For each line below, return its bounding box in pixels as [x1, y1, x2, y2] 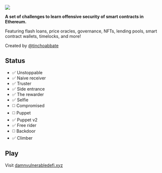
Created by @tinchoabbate [5, 43, 59, 48]
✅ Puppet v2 [12, 117, 38, 123]
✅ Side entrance [12, 86, 45, 92]
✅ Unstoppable [12, 69, 43, 75]
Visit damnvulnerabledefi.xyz [5, 162, 63, 168]
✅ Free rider [12, 122, 37, 128]
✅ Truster [12, 80, 31, 86]
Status [5, 57, 26, 65]
